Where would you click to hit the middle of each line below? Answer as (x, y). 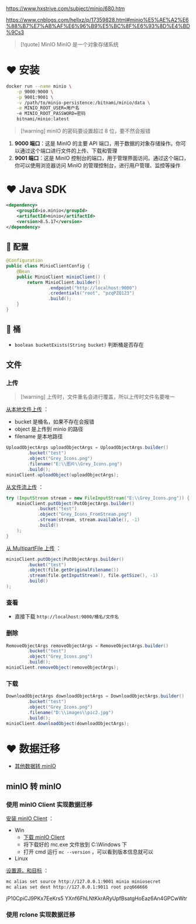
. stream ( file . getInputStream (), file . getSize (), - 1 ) (93, 576)
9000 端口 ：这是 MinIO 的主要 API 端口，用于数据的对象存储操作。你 (98, 144)
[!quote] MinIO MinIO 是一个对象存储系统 (69, 44)
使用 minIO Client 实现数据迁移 (49, 804)
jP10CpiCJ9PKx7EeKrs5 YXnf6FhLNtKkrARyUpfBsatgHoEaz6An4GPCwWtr (97, 898)
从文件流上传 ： (25, 487)
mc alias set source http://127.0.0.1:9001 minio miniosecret (83, 882)
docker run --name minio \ (39, 86)
